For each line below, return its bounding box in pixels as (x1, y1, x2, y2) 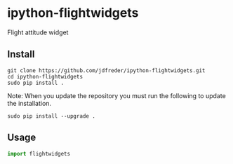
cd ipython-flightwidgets (7, 73, 83, 80)
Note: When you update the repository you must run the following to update (7, 91, 226, 100)
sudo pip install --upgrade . (7, 112, 96, 120)
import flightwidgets (7, 150, 71, 157)
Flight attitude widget (7, 28, 69, 36)
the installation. (7, 99, 51, 107)
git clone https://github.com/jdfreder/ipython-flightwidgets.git (7, 67, 206, 74)
